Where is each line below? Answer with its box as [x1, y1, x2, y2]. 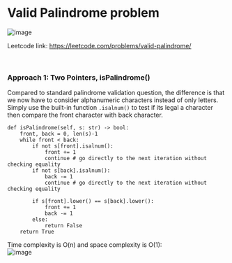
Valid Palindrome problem [7, 5, 160, 21]
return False [44, 222, 82, 229]
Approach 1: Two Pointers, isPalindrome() [7, 72, 150, 82]
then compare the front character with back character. [7, 111, 164, 120]
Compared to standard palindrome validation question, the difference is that [7, 89, 225, 97]
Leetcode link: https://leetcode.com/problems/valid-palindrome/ [7, 41, 192, 50]
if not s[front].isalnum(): [32, 143, 114, 150]
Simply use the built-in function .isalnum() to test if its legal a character [7, 104, 214, 112]
